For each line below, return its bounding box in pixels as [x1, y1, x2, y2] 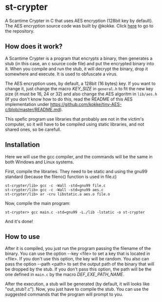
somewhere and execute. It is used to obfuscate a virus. [5, 71, 118, 77]
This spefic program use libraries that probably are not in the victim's [5, 116, 144, 122]
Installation [5, 141, 40, 149]
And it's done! [5, 218, 33, 224]
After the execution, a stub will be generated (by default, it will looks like [5, 281, 150, 287]
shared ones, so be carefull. [5, 126, 61, 132]
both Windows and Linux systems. [5, 159, 74, 165]
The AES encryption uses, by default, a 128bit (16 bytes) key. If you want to [5, 80, 156, 86]
